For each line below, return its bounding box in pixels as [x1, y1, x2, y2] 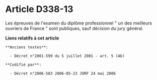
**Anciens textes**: [5, 44, 49, 49]
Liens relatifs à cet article [5, 35, 59, 41]
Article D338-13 [5, 3, 73, 15]
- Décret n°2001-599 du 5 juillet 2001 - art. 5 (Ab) [10, 53, 125, 58]
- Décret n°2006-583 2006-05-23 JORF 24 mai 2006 [10, 71, 116, 76]
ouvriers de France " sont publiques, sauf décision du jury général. [5, 25, 144, 31]
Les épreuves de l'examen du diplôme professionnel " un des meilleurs [5, 20, 152, 26]
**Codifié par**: [5, 62, 42, 67]
